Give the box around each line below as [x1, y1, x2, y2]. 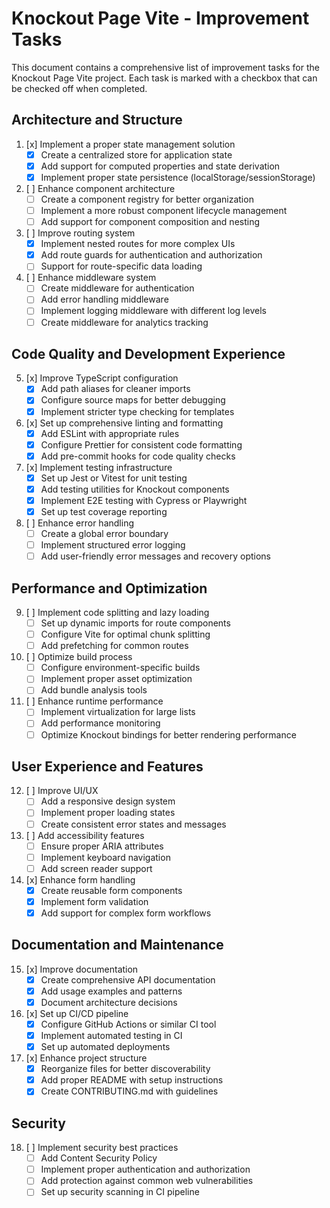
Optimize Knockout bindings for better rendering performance [40, 728, 297, 741]
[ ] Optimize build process [25, 651, 133, 663]
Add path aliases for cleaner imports [40, 383, 191, 395]
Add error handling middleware [40, 293, 169, 306]
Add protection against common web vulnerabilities [40, 1175, 254, 1187]
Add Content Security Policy [40, 1152, 158, 1164]
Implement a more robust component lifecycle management [40, 205, 288, 216]
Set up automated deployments [40, 1041, 171, 1053]
